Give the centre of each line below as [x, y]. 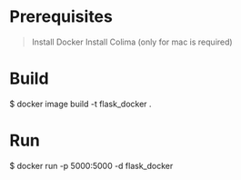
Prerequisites [61, 17]
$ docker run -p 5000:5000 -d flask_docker [91, 165]
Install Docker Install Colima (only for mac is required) [132, 42]
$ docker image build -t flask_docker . [80, 104]
